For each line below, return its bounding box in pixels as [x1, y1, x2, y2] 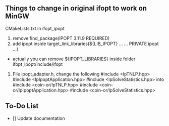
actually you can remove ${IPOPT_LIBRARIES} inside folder [12, 56, 136, 62]
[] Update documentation [12, 115, 66, 121]
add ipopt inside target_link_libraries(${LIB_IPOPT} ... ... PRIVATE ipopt [12, 40, 159, 47]
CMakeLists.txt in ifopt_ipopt [5, 25, 65, 31]
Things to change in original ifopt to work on [5, 4, 147, 13]
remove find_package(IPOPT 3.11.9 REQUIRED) [12, 35, 110, 41]
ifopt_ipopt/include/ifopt [12, 61, 63, 67]
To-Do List [5, 102, 39, 110]
